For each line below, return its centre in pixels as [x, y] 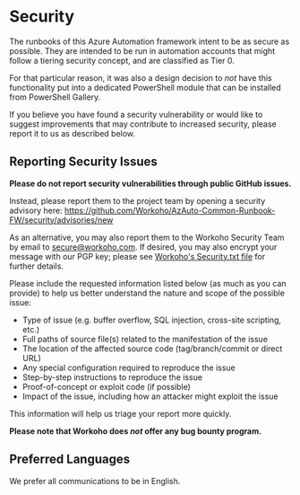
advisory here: [36, 210]
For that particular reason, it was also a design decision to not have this [141, 77]
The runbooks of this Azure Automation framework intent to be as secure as [150, 41]
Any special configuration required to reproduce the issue [129, 367]
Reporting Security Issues [84, 162]
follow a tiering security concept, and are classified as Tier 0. [122, 60]
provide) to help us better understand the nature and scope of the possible [147, 293]
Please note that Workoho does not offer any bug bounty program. [136, 431]
